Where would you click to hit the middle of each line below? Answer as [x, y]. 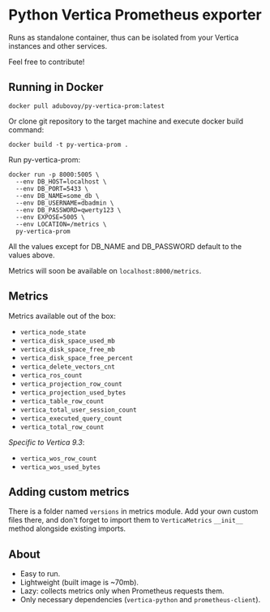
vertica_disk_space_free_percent [77, 358]
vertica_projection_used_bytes [73, 392]
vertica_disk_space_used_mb [67, 341]
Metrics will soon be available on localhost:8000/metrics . [105, 270]
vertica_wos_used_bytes [60, 467]
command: [26, 129]
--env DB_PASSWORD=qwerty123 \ [69, 210]
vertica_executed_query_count [71, 418]
